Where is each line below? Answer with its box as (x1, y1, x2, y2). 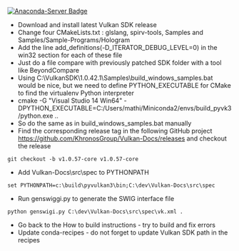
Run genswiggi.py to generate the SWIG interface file (17, 195, 175, 203)
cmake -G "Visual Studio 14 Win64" (17, 96, 123, 105)
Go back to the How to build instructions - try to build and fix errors (17, 221, 216, 229)
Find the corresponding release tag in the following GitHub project (17, 127, 213, 135)
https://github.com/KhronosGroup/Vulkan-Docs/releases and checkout (17, 134, 227, 143)
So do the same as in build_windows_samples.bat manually (17, 119, 192, 128)
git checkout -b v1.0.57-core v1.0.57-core (7, 155, 139, 163)
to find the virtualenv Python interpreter (17, 89, 134, 97)
